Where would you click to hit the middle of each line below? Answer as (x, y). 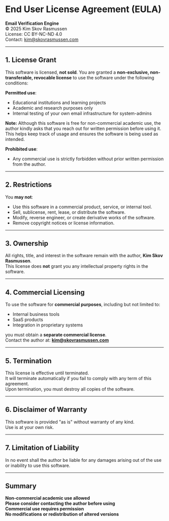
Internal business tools (36, 314)
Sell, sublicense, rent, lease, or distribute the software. (69, 212)
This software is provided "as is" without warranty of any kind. (70, 422)
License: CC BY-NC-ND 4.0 (34, 34)
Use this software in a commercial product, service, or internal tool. (82, 207)
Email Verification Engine (32, 23)
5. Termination (28, 361)
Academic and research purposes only (53, 108)
